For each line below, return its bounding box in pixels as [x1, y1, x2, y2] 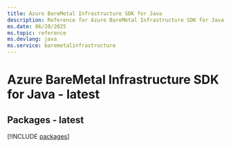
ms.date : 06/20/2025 [7, 23, 67, 30]
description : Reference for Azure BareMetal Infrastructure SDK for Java [7, 17, 225, 23]
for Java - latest [7, 87, 100, 102]
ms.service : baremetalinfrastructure [7, 42, 116, 49]
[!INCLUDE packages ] [7, 133, 70, 140]
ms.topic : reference [7, 29, 67, 37]
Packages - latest [7, 114, 84, 126]
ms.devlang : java [7, 36, 57, 43]
